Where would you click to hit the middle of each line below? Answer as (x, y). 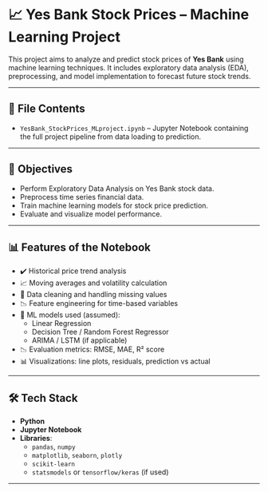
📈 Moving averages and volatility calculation (93, 283)
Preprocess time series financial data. (82, 196)
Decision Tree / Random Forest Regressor (100, 332)
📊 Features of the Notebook (80, 247)
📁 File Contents (47, 109)
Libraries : (36, 438)
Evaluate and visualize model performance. (91, 214)
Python (32, 421)
